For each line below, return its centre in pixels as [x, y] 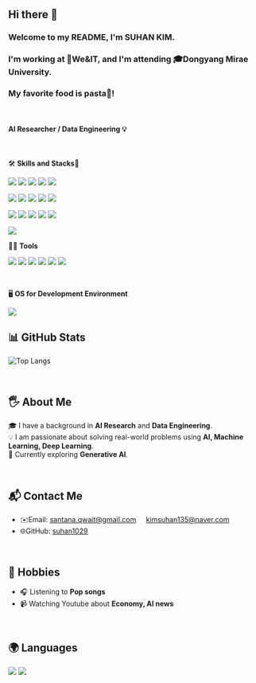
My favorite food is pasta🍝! [62, 94]
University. [30, 72]
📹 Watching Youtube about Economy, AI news [97, 603]
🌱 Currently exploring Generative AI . [68, 455]
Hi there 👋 [33, 15]
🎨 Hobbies [34, 572]
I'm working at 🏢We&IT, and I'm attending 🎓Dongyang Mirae [128, 59]
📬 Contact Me [45, 496]
